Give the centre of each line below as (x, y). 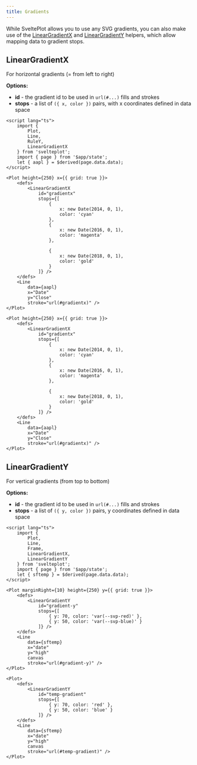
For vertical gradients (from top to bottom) (58, 481)
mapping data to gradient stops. (45, 41)
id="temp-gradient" (62, 695)
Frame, (36, 549)
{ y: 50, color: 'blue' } (81, 710)
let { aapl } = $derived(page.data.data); (70, 162)
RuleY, (36, 142)
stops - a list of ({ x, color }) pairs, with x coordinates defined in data (103, 104)
